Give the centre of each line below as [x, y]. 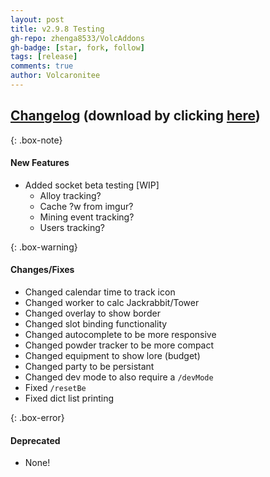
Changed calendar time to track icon [100, 292]
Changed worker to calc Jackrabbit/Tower [112, 303]
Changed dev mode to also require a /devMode [119, 377]
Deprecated [35, 440]
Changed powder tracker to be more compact [119, 345]
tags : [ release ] [44, 57]
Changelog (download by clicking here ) [135, 116]
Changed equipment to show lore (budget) [112, 356]
